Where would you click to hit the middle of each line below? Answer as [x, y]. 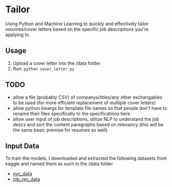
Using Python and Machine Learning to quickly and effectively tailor [77, 24]
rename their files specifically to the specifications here [71, 114]
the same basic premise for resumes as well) [60, 130]
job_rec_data [26, 179]
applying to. [18, 34]
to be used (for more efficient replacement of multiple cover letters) [84, 102]
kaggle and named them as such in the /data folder [59, 164]
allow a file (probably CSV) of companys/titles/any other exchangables [88, 97]
